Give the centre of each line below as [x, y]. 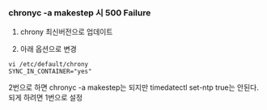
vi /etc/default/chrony [49, 65]
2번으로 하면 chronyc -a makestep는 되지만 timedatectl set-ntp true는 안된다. [133, 87]
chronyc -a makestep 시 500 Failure [80, 12]
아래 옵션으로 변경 [48, 49]
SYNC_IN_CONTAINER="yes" [50, 72]
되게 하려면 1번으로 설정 [46, 98]
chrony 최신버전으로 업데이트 [66, 32]
